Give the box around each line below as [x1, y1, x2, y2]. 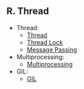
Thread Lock [26, 38, 63, 47]
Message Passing [26, 45, 77, 53]
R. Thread [6, 5, 50, 17]
